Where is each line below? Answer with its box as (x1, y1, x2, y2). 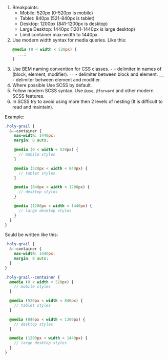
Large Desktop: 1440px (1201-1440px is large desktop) (19, 26, 135, 32)
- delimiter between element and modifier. (12, 76, 101, 82)
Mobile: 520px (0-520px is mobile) (19, 10, 93, 16)
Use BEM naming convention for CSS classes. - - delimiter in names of (12, 66, 162, 72)
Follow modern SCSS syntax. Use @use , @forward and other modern (12, 87, 154, 94)
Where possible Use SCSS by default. (12, 82, 92, 88)
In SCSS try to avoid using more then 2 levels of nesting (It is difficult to (12, 98, 163, 104)
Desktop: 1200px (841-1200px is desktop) (19, 20, 108, 27)
